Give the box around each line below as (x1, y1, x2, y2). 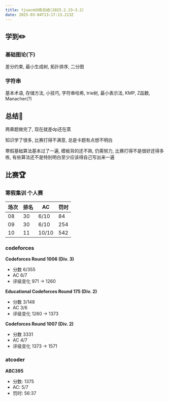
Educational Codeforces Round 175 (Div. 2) (5, 289, 97, 295)
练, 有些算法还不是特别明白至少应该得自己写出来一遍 (5, 154, 115, 160)
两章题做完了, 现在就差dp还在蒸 (5, 126, 72, 132)
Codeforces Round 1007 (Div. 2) (5, 321, 74, 327)
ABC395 (5, 367, 24, 374)
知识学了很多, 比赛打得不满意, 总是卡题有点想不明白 (5, 137, 113, 143)
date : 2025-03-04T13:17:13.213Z (5, 12, 74, 17)
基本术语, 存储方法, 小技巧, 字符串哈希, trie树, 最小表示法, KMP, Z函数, (5, 90, 151, 96)
